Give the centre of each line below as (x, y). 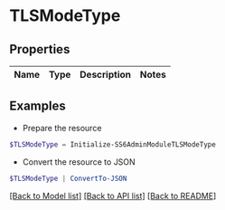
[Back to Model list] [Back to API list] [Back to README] (113, 196)
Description (105, 75)
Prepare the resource (62, 128)
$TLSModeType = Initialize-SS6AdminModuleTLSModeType (113, 144)
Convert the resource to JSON (79, 162)
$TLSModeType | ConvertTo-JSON (68, 178)
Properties (40, 49)
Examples (37, 106)
